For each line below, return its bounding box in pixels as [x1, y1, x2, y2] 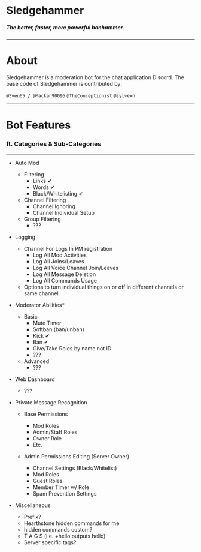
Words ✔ [32, 184, 55, 191]
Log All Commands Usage [32, 277, 98, 284]
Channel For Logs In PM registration [23, 245, 112, 252]
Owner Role [32, 434, 62, 442]
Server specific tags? [23, 538, 77, 546]
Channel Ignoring [32, 202, 76, 210]
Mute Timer [32, 319, 62, 326]
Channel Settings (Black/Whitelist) [32, 464, 117, 472]
